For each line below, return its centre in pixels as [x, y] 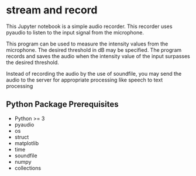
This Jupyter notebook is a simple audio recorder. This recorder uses [89, 26]
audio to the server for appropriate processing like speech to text [85, 80]
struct [22, 137]
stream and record [52, 10]
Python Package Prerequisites [62, 105]
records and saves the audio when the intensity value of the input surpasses [98, 56]
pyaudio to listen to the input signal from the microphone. [75, 32]
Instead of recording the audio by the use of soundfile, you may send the [94, 73]
